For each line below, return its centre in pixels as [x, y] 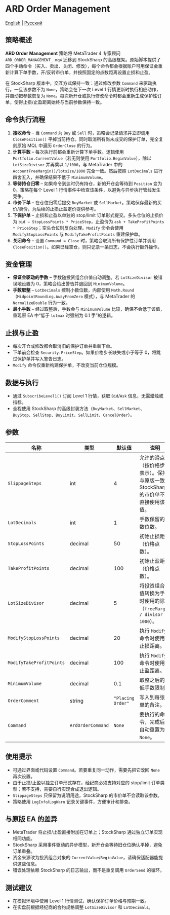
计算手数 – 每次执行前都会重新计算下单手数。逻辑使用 [68, 152]
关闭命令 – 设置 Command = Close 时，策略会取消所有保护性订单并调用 [84, 240]
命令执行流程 [25, 120]
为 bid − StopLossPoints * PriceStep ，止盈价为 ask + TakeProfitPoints [88, 222]
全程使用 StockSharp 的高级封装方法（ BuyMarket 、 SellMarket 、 [79, 408]
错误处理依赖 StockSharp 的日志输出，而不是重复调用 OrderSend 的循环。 [88, 870]
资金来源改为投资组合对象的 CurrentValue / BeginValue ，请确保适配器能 [86, 858]
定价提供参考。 [83, 209]
